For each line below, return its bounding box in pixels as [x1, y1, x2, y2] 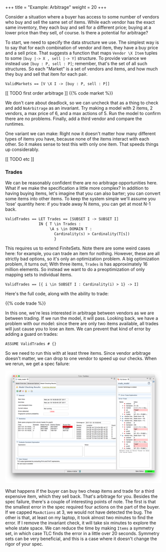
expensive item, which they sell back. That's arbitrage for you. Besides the [5, 493, 158, 499]
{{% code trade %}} [5, 300, 46, 306]
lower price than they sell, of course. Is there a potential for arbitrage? [5, 30, 148, 35]
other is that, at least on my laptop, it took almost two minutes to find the [5, 514, 154, 520]
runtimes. [5, 121, 25, 127]
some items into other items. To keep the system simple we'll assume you [5, 196, 156, 202]
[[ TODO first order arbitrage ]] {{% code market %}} [5, 90, 113, 96]
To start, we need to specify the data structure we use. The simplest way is [5, 39, 159, 45]
